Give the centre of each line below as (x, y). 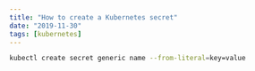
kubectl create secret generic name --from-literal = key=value (127, 59)
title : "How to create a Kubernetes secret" (93, 17)
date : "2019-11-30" (46, 26)
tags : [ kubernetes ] (46, 34)
